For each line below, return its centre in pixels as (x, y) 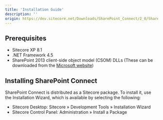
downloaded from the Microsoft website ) (53, 66)
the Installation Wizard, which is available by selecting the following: (73, 97)
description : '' (21, 14)
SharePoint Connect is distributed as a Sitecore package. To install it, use (78, 92)
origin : (13, 18)
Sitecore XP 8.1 (27, 50)
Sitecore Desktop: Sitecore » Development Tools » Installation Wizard (81, 107)
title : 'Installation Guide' (34, 9)
